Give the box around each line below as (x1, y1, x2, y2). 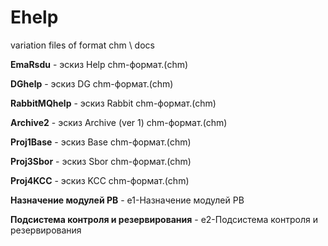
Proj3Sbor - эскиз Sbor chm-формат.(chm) (10, 155, 192, 167)
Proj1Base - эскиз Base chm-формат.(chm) (10, 136, 192, 148)
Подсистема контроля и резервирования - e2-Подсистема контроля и (10, 213, 318, 225)
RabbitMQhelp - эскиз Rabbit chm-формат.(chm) (10, 97, 217, 109)
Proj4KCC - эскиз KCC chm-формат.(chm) (10, 174, 190, 186)
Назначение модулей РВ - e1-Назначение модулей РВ (10, 194, 245, 206)
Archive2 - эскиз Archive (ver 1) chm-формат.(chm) (10, 116, 228, 128)
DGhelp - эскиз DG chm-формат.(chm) (10, 77, 174, 90)
